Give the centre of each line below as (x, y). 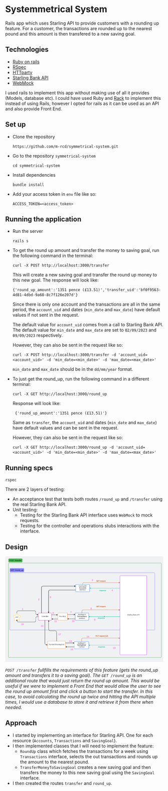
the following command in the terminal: (53, 256)
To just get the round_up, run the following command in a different (81, 379)
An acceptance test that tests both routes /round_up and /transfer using (88, 499)
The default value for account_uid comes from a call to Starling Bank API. (88, 325)
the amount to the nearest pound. (54, 762)
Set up (16, 125)
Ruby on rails (26, 62)
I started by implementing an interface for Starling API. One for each (83, 735)
